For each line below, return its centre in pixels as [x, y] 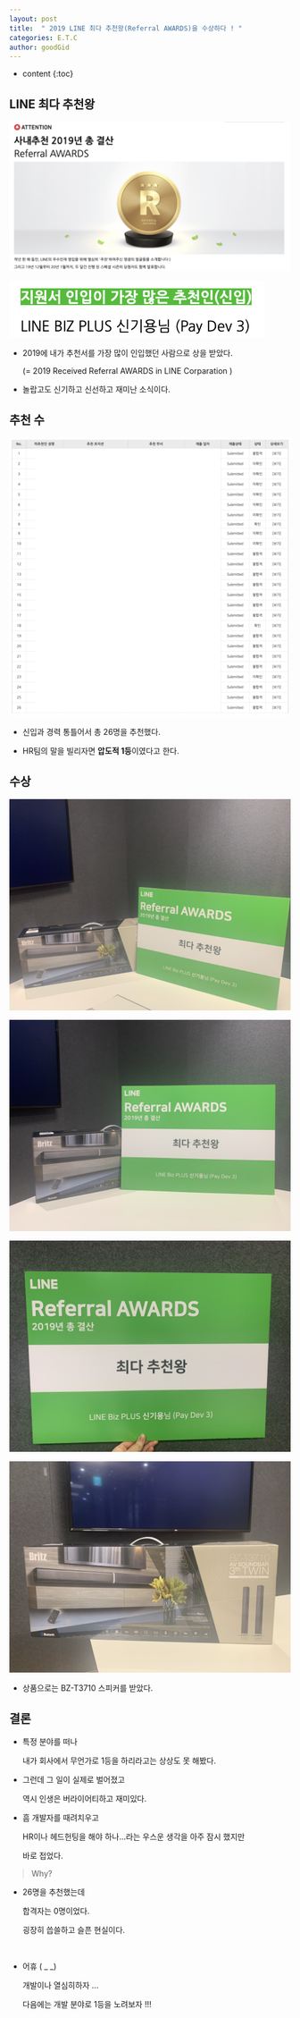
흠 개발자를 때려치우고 [61, 1818]
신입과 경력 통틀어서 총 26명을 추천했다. [91, 731]
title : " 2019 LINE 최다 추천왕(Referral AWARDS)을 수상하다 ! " [126, 28]
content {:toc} [48, 74]
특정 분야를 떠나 [50, 1742]
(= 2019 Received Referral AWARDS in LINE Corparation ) [127, 370]
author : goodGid [39, 47]
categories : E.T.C [43, 38]
